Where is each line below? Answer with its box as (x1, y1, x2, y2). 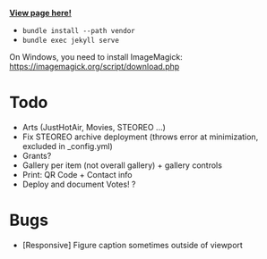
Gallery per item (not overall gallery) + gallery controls (22, 160, 222, 171)
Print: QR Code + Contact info (22, 169, 133, 180)
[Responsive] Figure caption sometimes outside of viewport (22, 239, 244, 250)
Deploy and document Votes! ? (22, 179, 136, 189)
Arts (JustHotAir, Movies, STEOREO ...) (22, 121, 166, 132)
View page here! (9, 8, 72, 18)
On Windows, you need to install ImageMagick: (9, 52, 184, 62)
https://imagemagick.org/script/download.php (9, 62, 180, 71)
